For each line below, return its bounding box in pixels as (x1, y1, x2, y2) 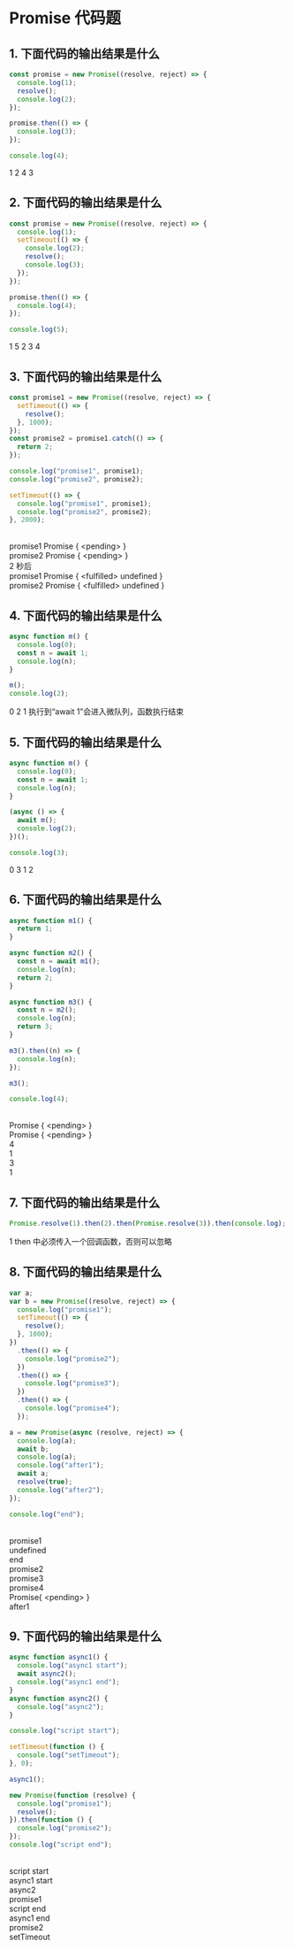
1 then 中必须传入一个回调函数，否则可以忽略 (9, 1236, 172, 1246)
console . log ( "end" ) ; (9, 1510, 86, 1519)
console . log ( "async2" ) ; (17, 1702, 104, 1711)
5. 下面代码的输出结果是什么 (9, 735, 162, 750)
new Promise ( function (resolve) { (9, 1791, 137, 1799)
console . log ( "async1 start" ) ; (17, 1661, 128, 1670)
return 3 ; (17, 1022, 53, 1031)
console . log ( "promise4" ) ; (25, 1404, 121, 1413)
